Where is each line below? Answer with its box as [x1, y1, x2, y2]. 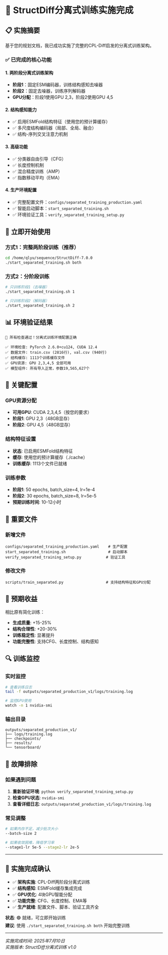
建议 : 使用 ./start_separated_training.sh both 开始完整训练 [5, 922, 130, 928]
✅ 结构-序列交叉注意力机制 [12, 131, 68, 137]
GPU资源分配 [5, 397, 37, 404]
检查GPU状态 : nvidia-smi [12, 795, 65, 801]
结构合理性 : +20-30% [12, 626, 57, 632]
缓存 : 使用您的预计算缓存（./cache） [12, 454, 88, 460]
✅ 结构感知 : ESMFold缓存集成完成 [12, 885, 82, 891]
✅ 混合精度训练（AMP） [12, 168, 62, 174]
